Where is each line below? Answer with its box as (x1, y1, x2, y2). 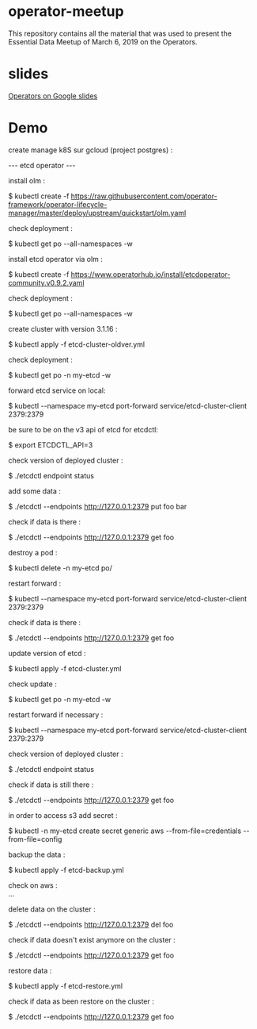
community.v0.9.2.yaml (8, 278, 85, 287)
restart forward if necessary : (8, 709, 104, 720)
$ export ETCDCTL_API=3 (8, 440, 93, 450)
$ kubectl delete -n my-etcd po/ (8, 562, 112, 573)
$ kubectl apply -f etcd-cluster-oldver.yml (8, 340, 145, 349)
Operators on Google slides (8, 90, 98, 101)
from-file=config (8, 834, 62, 843)
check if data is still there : (8, 780, 94, 789)
